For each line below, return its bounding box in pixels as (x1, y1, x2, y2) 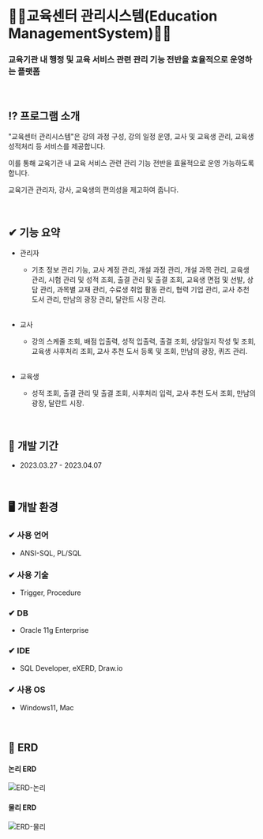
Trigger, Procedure (19, 588, 81, 597)
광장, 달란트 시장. (31, 398, 85, 408)
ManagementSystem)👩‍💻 (8, 24, 172, 43)
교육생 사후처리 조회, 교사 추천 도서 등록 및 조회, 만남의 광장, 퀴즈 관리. (31, 347, 248, 356)
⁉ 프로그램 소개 (8, 109, 81, 122)
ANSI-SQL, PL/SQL (19, 548, 82, 558)
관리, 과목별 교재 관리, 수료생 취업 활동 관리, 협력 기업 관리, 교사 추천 (39, 285, 250, 295)
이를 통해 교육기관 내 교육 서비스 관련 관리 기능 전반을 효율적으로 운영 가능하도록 (8, 159, 255, 168)
